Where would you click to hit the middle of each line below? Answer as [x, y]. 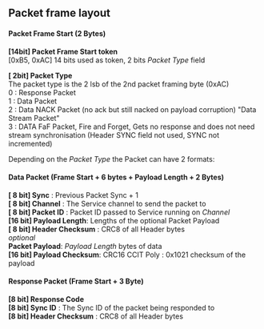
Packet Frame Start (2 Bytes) [57, 33]
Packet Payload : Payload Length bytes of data [85, 246]
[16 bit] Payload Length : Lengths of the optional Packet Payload [114, 220]
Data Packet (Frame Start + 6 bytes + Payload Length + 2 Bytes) [116, 177]
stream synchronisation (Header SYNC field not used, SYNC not [114, 134]
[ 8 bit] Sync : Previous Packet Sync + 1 [73, 195]
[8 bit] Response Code [46, 299]
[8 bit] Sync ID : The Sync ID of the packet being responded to [112, 308]
